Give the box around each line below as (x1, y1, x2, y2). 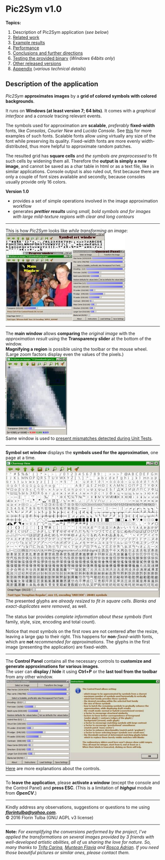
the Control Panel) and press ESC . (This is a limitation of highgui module (5, 784, 152, 791)
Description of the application (5, 80, 98, 88)
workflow (12, 203, 32, 209)
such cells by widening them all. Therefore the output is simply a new (5, 158, 147, 164)
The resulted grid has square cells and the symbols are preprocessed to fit (5, 153, 157, 159)
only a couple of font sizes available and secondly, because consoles (5, 173, 145, 180)
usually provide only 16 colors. (5, 179, 67, 185)
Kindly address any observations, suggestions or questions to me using (5, 804, 150, 810)
